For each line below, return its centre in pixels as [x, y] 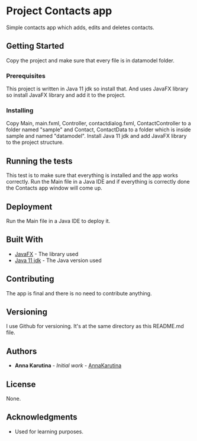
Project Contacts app [59, 11]
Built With [25, 240]
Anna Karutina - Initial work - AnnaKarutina [68, 366]
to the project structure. [35, 142]
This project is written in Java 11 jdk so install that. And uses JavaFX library [97, 89]
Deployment [29, 207]
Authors [22, 351]
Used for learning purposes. [49, 431]
